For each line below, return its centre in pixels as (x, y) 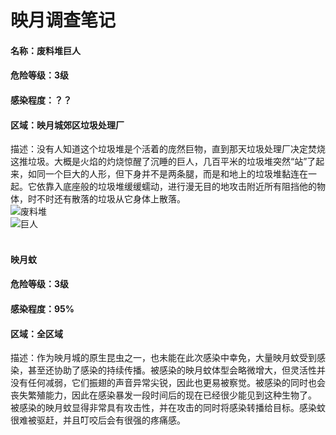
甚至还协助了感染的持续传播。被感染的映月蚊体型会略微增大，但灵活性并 (176, 370)
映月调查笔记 (63, 20)
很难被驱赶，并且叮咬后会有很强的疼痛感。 (98, 420)
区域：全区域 (36, 333)
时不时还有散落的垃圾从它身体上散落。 (106, 199)
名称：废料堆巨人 (45, 50)
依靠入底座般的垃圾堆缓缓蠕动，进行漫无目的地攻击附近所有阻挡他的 (176, 187)
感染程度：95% (42, 308)
